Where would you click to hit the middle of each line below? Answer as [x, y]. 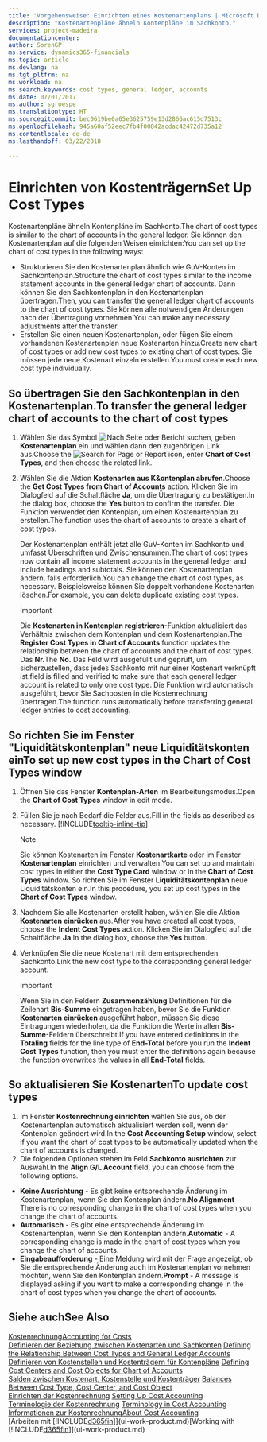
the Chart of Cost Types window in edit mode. [96, 800]
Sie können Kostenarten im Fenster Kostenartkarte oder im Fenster [130, 855]
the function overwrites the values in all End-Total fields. [112, 1060]
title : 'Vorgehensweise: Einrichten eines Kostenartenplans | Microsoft [131, 16]
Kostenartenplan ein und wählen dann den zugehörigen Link [120, 446]
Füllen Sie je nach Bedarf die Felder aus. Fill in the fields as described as [137, 816]
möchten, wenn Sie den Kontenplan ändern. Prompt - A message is [130, 1275]
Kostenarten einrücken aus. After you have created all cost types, [128, 921]
